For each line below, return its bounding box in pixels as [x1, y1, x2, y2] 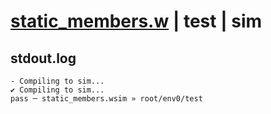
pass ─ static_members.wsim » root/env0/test [10, 94, 203, 104]
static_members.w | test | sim [10, 10, 263, 33]
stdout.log [10, 50, 77, 67]
